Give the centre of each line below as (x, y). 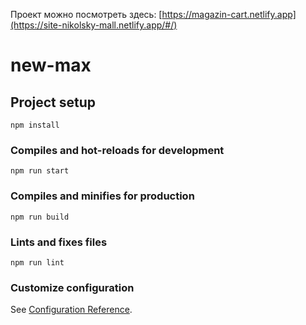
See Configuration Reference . (71, 310)
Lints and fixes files (59, 242)
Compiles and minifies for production (102, 196)
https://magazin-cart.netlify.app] (229, 14)
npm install (35, 125)
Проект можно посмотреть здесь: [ (86, 14)
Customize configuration (72, 287)
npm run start (40, 171)
